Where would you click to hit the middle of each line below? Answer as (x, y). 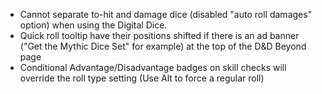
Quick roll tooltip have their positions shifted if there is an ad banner (159, 35)
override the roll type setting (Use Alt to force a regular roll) (142, 78)
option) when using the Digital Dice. (93, 25)
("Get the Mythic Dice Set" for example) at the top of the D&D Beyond (163, 46)
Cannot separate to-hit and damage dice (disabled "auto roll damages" (166, 14)
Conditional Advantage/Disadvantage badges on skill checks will (153, 67)
